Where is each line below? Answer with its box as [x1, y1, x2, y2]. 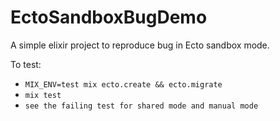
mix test [24, 90, 62, 100]
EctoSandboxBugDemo [10, 6, 208, 29]
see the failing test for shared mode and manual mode [24, 101, 259, 111]
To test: [10, 58, 42, 70]
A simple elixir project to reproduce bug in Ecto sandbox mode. [10, 39, 270, 51]
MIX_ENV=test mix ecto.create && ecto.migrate [24, 79, 223, 90]
